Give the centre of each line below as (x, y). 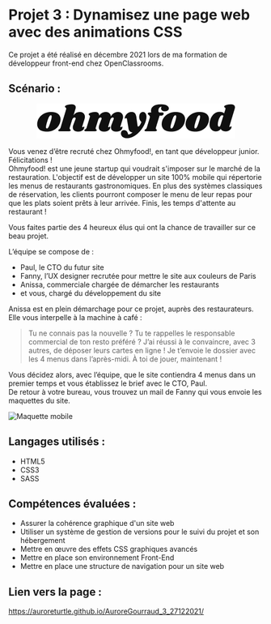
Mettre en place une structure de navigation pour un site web (122, 566)
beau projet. (29, 236)
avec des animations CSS (95, 32)
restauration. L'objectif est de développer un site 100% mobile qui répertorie (135, 177)
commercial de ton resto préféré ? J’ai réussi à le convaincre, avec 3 (142, 341)
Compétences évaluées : (72, 504)
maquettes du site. (39, 400)
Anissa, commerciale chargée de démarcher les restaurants (120, 284)
